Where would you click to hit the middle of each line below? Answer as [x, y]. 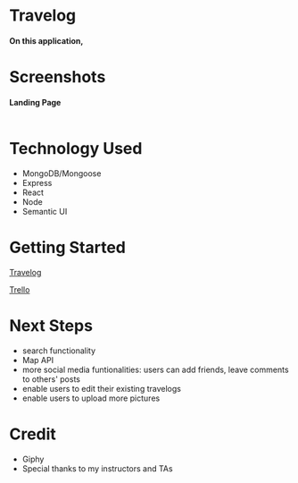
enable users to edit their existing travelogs [101, 388]
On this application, [46, 40]
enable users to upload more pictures [91, 398]
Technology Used [76, 149]
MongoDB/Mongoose [62, 174]
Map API [38, 360]
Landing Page [35, 102]
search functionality [59, 351]
